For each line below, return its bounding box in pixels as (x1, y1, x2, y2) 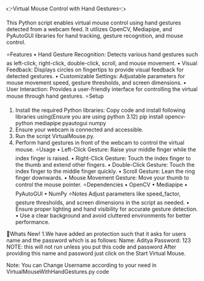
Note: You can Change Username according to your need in (6, 261, 157, 269)
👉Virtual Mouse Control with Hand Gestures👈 (6, 5, 126, 12)
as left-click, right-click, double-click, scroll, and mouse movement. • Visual (6, 60, 197, 67)
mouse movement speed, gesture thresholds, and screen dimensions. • (6, 79, 187, 86)
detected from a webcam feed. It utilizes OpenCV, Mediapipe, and (6, 26, 172, 32)
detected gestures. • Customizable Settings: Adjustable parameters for (6, 73, 185, 79)
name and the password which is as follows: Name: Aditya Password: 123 (6, 237, 191, 244)
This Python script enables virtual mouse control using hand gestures (6, 19, 181, 26)
